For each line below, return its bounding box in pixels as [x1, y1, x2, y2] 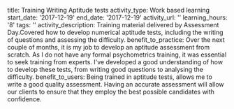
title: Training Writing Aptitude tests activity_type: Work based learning [7, 6, 210, 14]
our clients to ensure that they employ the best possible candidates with [7, 87, 215, 96]
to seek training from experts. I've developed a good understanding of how [7, 58, 224, 66]
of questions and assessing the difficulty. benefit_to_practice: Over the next [7, 36, 225, 44]
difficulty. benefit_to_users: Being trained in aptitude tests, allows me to [7, 73, 213, 81]
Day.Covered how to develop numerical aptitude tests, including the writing [7, 28, 224, 36]
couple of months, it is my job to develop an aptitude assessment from [7, 43, 210, 51]
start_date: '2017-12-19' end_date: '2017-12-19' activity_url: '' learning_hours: [7, 13, 228, 22]
